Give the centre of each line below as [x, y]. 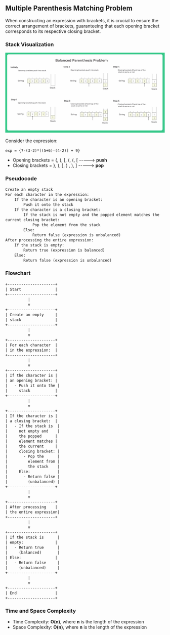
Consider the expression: [31, 141]
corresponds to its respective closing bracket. [53, 31]
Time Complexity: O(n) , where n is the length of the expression [78, 621]
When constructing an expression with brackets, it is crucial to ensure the [82, 20]
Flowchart [18, 273]
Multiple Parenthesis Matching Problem [69, 8]
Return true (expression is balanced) [64, 250]
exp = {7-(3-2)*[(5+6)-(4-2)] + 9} [43, 151]
